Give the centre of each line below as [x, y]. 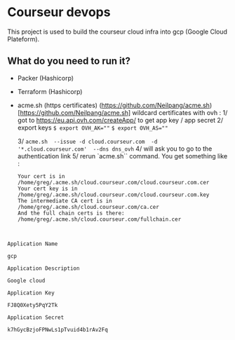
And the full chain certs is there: [71, 213]
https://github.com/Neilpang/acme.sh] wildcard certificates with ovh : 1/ [124, 112]
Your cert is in [41, 176]
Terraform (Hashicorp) [50, 91]
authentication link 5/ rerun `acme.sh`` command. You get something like [122, 156]
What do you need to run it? [69, 61]
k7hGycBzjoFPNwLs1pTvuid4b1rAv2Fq [58, 329]
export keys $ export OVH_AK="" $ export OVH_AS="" [93, 128]
